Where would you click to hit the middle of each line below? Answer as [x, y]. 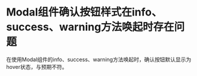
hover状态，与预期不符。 [37, 66]
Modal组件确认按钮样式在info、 [84, 12]
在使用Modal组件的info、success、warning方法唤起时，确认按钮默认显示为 [99, 59]
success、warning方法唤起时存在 [90, 27]
